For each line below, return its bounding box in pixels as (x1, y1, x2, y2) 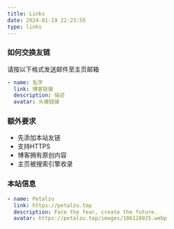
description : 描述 (13, 92, 65, 99)
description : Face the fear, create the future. (13, 208, 158, 216)
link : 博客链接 (13, 85, 54, 92)
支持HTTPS (17, 142, 51, 151)
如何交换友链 (7, 48, 51, 57)
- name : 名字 (7, 78, 43, 86)
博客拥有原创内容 (17, 151, 67, 160)
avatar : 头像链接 (13, 99, 60, 106)
